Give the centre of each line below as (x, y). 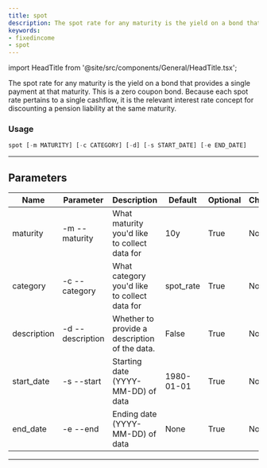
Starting (127, 362)
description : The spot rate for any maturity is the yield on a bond (126, 23)
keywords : (25, 30)
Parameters (38, 178)
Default (182, 200)
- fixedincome (32, 38)
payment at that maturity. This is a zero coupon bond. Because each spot (128, 91)
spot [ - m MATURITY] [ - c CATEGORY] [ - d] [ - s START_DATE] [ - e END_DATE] (128, 145)
